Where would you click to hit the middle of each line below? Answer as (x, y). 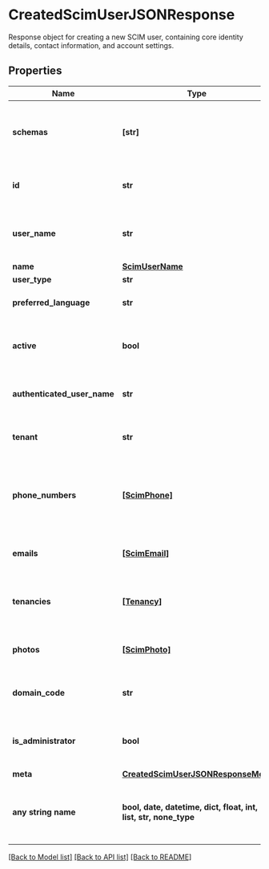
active (24, 345)
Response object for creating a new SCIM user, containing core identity (126, 37)
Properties (35, 71)
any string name (44, 812)
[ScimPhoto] (147, 649)
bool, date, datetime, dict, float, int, (190, 806)
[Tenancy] (142, 601)
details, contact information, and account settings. (91, 45)
